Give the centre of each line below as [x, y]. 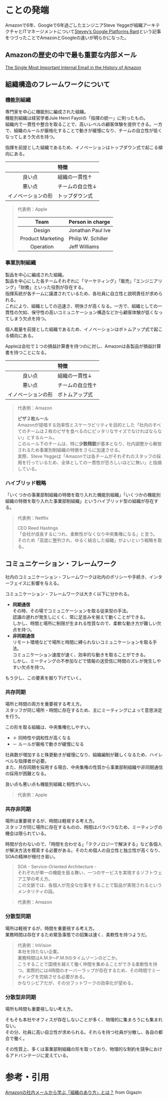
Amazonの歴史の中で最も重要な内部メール [71, 55]
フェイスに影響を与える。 [35, 583]
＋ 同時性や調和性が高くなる [41, 738]
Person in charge [89, 222]
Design [42, 230]
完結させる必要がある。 [63, 977]
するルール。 [44, 437]
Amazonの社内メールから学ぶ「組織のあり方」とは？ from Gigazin [73, 1092]
